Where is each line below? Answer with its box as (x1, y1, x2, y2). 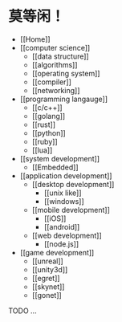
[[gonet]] (31, 290, 62, 300)
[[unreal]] (31, 256, 64, 266)
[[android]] (43, 222, 80, 231)
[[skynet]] (31, 282, 65, 291)
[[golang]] (31, 111, 66, 120)
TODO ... (8, 306, 38, 316)
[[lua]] (31, 145, 53, 155)
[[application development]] (19, 170, 112, 181)
